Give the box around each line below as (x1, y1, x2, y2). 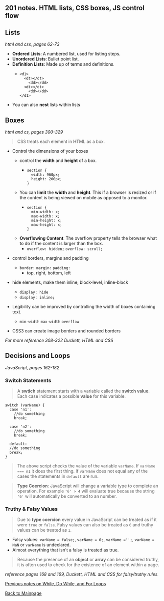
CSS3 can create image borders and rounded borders (12, 328, 121, 334)
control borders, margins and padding (12, 255, 89, 261)
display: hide (19, 290, 48, 295)
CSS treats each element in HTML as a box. (17, 138, 105, 144)
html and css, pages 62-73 (5, 41, 60, 47)
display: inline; (19, 295, 55, 300)
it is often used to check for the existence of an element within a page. (17, 562, 160, 568)
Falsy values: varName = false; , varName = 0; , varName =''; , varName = (12, 537, 155, 543)
